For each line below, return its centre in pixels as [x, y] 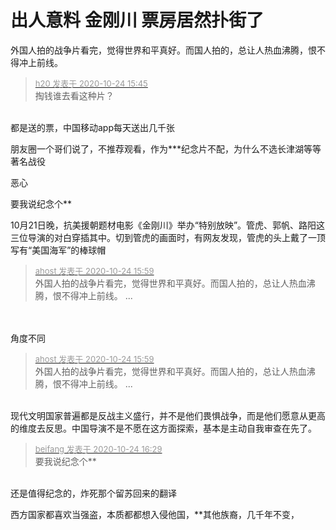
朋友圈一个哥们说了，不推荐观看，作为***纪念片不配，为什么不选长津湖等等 [166, 148]
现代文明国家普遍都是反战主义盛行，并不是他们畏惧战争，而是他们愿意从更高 [168, 415]
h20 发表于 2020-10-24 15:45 [91, 83]
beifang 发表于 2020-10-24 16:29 [98, 449]
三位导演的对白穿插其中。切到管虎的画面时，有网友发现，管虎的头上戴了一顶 [168, 237]
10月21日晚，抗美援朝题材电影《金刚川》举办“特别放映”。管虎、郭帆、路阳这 [168, 225]
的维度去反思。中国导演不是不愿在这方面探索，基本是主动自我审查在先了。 [163, 428]
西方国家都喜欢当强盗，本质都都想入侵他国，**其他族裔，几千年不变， [155, 514]
